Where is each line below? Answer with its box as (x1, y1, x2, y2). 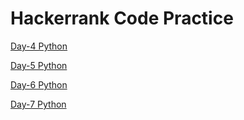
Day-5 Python (10, 59, 68, 71)
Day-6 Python (10, 78, 68, 91)
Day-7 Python (10, 98, 67, 110)
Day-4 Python (10, 40, 68, 52)
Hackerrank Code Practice (10, 7, 234, 30)
